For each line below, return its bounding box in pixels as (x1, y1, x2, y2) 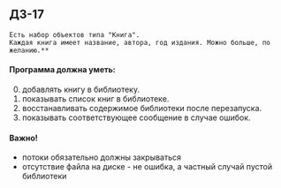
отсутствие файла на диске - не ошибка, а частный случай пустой (21, 162, 272, 172)
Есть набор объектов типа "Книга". (9, 30, 140, 39)
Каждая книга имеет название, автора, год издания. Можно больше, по (9, 38, 271, 47)
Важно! (9, 132, 38, 143)
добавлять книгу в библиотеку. (21, 84, 140, 95)
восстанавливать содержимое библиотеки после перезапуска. (21, 103, 262, 114)
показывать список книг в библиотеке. (21, 94, 170, 104)
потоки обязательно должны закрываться (21, 152, 182, 162)
